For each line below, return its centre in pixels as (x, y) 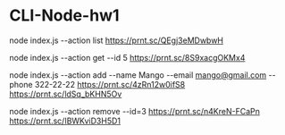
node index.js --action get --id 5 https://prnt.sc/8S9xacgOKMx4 (127, 57)
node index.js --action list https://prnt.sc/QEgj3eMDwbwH (117, 40)
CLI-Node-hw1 (64, 16)
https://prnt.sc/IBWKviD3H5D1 (65, 121)
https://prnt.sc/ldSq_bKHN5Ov (66, 94)
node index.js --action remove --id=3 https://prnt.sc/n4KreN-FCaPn (135, 111)
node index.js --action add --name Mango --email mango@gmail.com (138, 75)
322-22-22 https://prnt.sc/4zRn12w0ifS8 (110, 84)
